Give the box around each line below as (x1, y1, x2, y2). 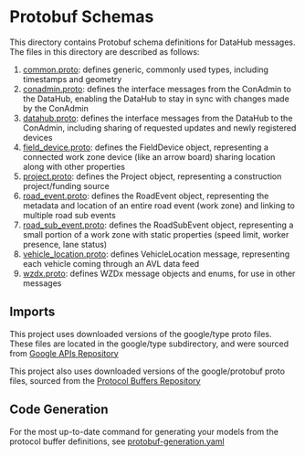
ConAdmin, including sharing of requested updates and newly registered (22, 122, 297, 133)
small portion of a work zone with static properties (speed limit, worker (22, 228, 289, 239)
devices (22, 132, 53, 143)
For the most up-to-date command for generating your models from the (9, 426, 279, 437)
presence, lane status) (22, 239, 108, 249)
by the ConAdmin (22, 102, 89, 113)
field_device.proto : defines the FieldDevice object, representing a (22, 142, 269, 153)
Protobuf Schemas (9, 6, 154, 27)
